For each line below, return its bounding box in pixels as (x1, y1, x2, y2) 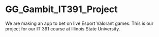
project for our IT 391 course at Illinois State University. (5, 25, 120, 31)
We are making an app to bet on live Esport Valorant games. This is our (5, 20, 154, 26)
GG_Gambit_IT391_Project (5, 4, 118, 15)
